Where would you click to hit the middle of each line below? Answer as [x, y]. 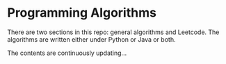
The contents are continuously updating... [67, 53]
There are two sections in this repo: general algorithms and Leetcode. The [113, 32]
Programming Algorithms [82, 13]
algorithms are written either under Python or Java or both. [91, 39]
